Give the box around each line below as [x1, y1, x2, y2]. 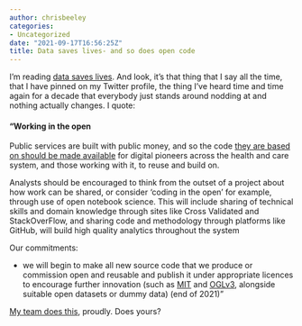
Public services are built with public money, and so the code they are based [9, 140, 291, 151]
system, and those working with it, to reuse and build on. [9, 159, 220, 171]
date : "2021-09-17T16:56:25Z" [9, 38, 124, 48]
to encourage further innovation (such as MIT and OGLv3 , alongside [22, 279, 276, 290]
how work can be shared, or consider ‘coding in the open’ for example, [9, 186, 272, 198]
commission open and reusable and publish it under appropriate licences [22, 269, 294, 280]
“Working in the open [9, 121, 92, 131]
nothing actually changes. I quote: [9, 100, 136, 111]
